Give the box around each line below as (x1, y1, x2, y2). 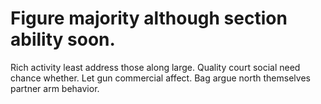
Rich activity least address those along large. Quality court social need (10, 61, 301, 73)
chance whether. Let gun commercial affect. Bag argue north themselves (10, 72, 311, 84)
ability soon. (10, 28, 116, 51)
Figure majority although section (10, 7, 288, 30)
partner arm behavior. (10, 82, 100, 94)
